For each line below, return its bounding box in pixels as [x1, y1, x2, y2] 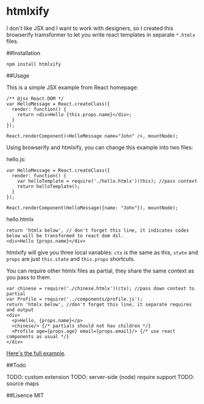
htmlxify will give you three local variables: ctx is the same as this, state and [6, 249, 199, 256]
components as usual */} [6, 333, 69, 340]
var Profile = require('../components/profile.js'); [6, 296, 143, 302]
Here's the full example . [6, 350, 66, 357]
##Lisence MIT [6, 391, 44, 398]
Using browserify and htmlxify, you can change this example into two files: [6, 144, 194, 151]
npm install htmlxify [6, 61, 62, 67]
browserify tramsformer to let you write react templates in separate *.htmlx [6, 31, 195, 38]
